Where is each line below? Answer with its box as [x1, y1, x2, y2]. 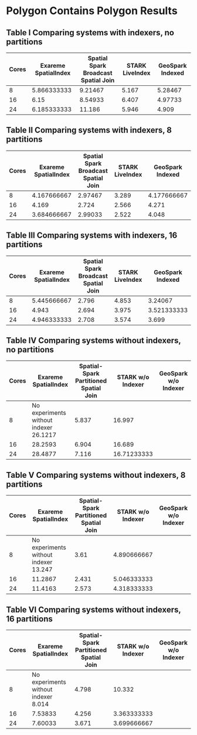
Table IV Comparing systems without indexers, [6, 335, 181, 345]
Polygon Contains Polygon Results [6, 4, 178, 18]
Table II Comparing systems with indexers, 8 [6, 125, 172, 135]
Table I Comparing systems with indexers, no [6, 28, 175, 38]
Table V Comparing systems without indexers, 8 [6, 470, 186, 480]
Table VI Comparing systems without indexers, [6, 604, 181, 614]
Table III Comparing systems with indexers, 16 [6, 231, 178, 241]
